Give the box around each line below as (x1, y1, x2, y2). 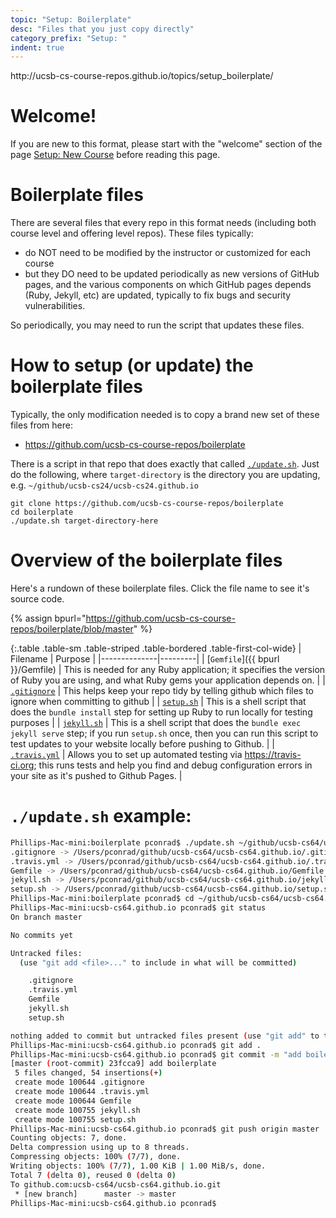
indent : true (10, 42, 65, 53)
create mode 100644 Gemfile (14, 1096, 132, 1106)
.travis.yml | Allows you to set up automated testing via (10, 749, 243, 760)
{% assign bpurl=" (10, 612, 87, 624)
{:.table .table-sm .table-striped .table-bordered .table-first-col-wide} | (10, 642, 302, 654)
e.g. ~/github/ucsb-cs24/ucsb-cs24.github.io (10, 479, 199, 491)
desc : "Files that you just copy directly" (10, 24, 195, 34)
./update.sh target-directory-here (10, 516, 159, 526)
